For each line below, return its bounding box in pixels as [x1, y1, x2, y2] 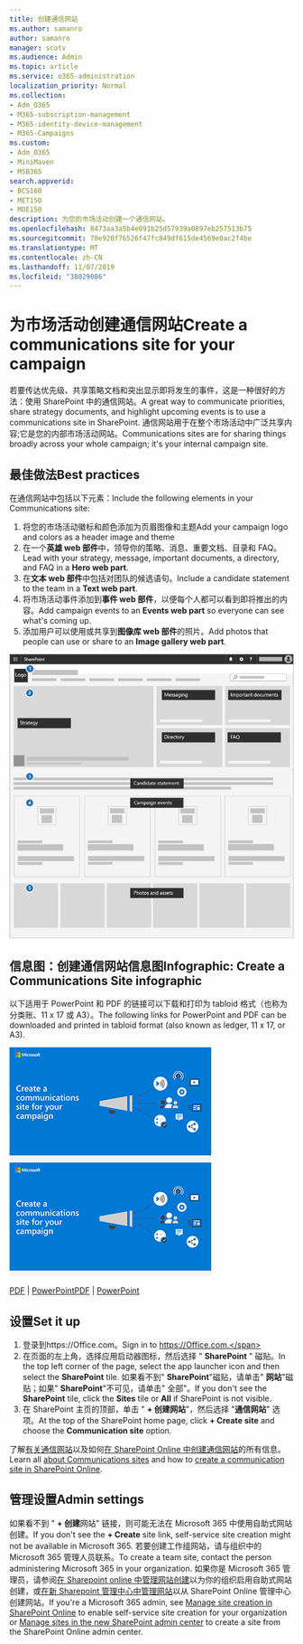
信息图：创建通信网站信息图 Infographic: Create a [9, 958, 286, 973]
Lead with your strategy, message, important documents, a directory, [22, 552, 280, 563]
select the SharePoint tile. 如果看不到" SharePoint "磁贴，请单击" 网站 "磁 [22, 1371, 294, 1382]
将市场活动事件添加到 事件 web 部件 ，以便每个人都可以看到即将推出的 [22, 594, 280, 605]
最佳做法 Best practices [9, 466, 140, 483]
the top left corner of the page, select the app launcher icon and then [22, 1360, 280, 1371]
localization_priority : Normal [9, 81, 127, 90]
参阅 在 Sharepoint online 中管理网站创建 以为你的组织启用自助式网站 [40, 1574, 293, 1585]
